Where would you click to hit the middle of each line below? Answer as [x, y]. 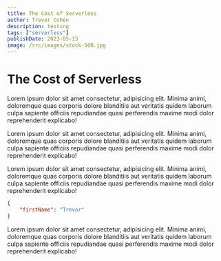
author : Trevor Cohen [38, 20]
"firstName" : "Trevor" [52, 209]
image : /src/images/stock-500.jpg [57, 45]
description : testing [38, 26]
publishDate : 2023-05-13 [43, 39]
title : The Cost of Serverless [52, 13]
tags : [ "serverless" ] [38, 33]
